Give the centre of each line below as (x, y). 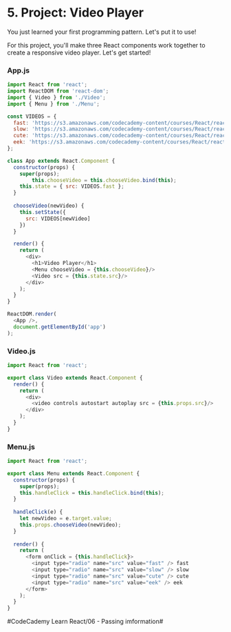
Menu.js (21, 446)
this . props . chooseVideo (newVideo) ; (70, 525)
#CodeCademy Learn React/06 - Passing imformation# (85, 622)
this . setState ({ (43, 212)
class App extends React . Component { (61, 161)
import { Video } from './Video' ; (57, 97)
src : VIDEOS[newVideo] (58, 219)
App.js (18, 70)
